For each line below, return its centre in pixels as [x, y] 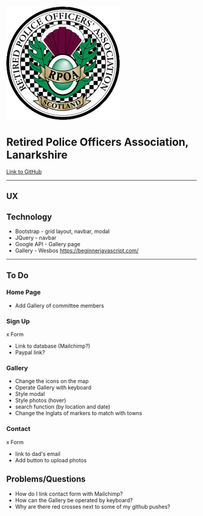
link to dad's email [37, 454]
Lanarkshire [37, 155]
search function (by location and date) [63, 407]
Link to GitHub [24, 171]
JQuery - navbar [36, 238]
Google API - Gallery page [47, 244]
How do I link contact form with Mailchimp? [69, 494]
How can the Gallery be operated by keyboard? [74, 500]
